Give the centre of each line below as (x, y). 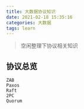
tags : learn (21, 28)
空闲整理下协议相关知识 (49, 46)
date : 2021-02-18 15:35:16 (39, 17)
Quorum (14, 101)
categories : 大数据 (29, 23)
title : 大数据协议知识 (31, 12)
